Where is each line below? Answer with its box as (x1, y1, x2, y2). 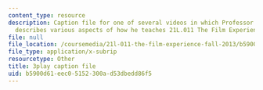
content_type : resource (8, 11, 86, 20)
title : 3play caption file (8, 63, 96, 70)
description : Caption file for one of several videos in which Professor (8, 19, 254, 27)
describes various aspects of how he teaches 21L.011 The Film (15, 26, 225, 34)
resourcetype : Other (8, 56, 76, 63)
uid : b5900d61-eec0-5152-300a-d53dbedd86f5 (8, 70, 153, 77)
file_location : (8, 41, 58, 49)
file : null (8, 33, 44, 41)
